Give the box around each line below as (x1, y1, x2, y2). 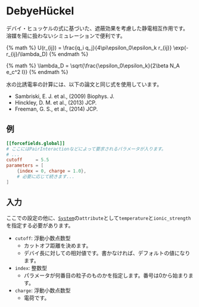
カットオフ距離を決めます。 (23, 242, 92, 249)
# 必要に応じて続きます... (17, 174, 75, 180)
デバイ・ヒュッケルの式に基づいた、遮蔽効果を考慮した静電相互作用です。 (6, 24, 189, 32)
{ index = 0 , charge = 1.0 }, (17, 168, 86, 174)
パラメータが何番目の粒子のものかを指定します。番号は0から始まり (23, 272, 189, 279)
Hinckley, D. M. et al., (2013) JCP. (14, 99, 97, 106)
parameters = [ (6, 162, 44, 168)
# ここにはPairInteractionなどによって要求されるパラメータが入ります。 (6, 146, 166, 152)
